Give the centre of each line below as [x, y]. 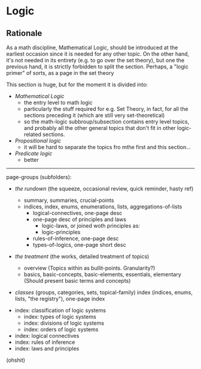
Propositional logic [38, 141]
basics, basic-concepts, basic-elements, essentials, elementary [102, 274]
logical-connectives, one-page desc [77, 213]
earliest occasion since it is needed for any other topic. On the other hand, [98, 54]
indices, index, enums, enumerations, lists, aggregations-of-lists [103, 207]
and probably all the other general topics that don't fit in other [100, 128]
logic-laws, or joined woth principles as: [91, 226]
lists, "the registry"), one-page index [60, 299]
